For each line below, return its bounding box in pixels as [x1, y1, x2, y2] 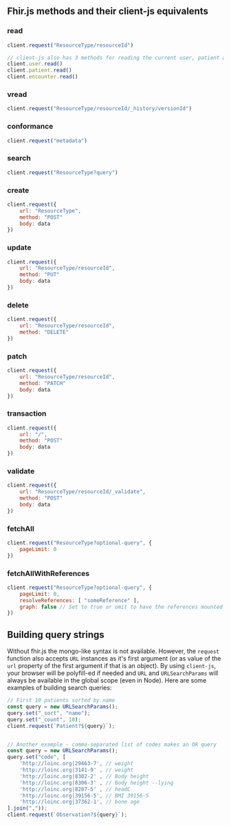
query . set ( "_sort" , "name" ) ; [7, 709, 91, 716]
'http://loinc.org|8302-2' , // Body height [19, 773, 149, 780]
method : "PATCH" [19, 380, 67, 387]
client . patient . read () [7, 67, 72, 74]
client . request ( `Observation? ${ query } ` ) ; [7, 811, 128, 818]
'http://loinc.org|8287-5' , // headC [19, 786, 131, 793]
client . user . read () [7, 61, 63, 67]
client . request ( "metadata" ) [7, 137, 88, 144]
